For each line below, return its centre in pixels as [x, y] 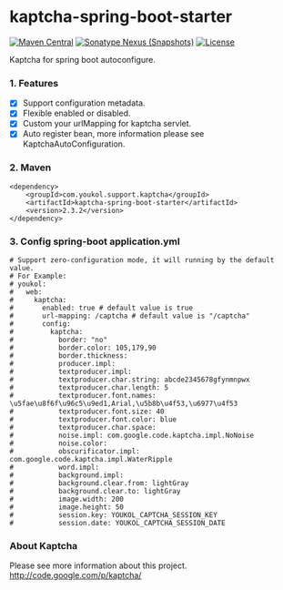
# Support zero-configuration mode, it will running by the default [142, 260]
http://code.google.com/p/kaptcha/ [76, 575]
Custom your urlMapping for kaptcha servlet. [107, 124]
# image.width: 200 [67, 499]
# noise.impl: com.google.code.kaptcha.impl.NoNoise [132, 436]
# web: [26, 292]
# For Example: [38, 276]
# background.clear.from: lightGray [99, 483]
